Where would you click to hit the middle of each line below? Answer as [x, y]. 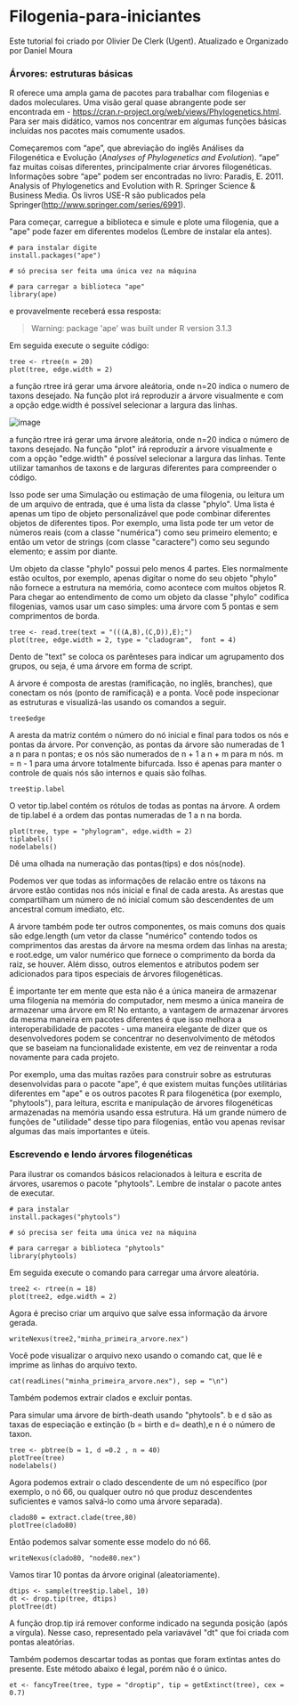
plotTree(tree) [37, 1457]
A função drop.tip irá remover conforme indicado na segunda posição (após [149, 1623]
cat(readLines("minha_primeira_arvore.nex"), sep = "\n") [119, 1381]
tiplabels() [31, 840]
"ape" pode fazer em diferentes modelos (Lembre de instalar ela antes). [141, 231]
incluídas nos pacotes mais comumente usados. [97, 131]
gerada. [24, 1322]
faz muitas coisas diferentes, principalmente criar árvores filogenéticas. [141, 167]
